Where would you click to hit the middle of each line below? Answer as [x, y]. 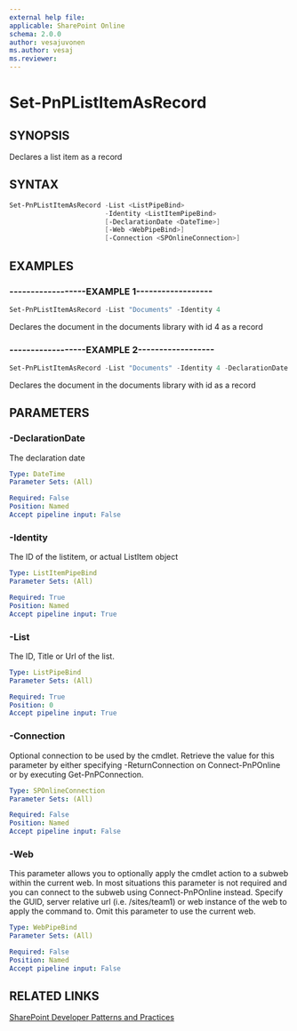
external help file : [48, 17]
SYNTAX [34, 184]
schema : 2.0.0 [36, 34]
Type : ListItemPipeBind [53, 573]
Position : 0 [31, 705]
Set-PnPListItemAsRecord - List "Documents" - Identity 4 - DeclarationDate [149, 368]
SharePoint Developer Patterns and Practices [92, 1018]
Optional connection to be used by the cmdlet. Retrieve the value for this [142, 755]
